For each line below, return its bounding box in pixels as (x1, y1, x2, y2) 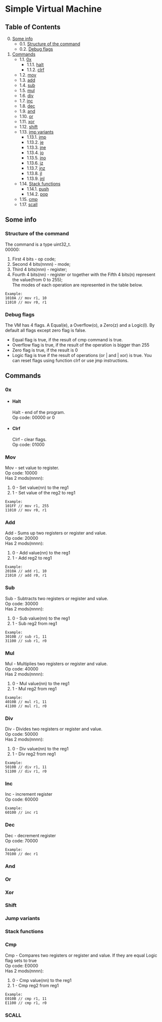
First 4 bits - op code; (12, 256, 56, 262)
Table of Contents (5, 23, 61, 31)
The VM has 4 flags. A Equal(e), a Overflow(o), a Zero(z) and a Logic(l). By (5, 322, 155, 328)
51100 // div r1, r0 (5, 769, 47, 774)
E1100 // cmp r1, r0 (5, 1001, 47, 1005)
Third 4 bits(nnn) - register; (12, 266, 67, 272)
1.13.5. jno (26, 155, 46, 160)
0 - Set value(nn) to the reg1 (12, 485, 69, 491)
